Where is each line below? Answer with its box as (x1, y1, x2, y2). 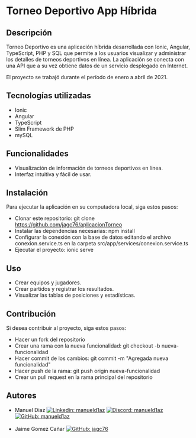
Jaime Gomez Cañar (14, 425, 65, 432)
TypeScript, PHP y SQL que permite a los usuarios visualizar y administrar (6, 50, 187, 57)
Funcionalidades (6, 149, 69, 159)
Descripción (6, 28, 52, 38)
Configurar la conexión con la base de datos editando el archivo (14, 233, 171, 241)
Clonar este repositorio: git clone (14, 215, 95, 222)
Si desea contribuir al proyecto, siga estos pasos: (6, 325, 127, 332)
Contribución (6, 309, 56, 319)
